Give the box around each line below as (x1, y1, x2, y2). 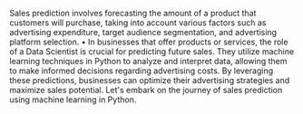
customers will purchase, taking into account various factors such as (9, 17, 267, 28)
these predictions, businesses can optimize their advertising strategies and (9, 75, 290, 85)
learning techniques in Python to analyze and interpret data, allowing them (9, 56, 288, 66)
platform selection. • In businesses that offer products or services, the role (9, 36, 288, 47)
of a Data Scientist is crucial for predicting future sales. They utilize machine (9, 46, 295, 57)
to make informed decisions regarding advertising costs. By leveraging (9, 65, 274, 76)
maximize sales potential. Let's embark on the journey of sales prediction (9, 85, 283, 95)
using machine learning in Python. (9, 94, 137, 105)
